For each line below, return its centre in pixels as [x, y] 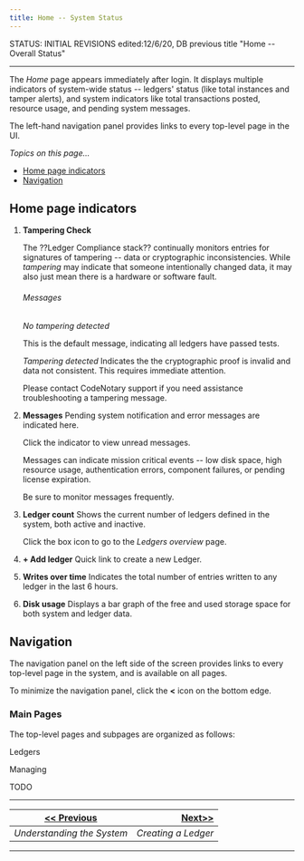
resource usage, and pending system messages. [100, 108]
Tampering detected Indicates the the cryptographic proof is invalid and [157, 361]
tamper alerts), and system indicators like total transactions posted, [135, 98]
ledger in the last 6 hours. [70, 586]
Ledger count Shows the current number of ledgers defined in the [146, 514]
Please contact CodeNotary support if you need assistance [133, 388]
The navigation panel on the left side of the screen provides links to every [147, 663]
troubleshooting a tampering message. [95, 397]
